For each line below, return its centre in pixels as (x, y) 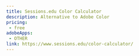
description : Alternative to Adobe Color (58, 17)
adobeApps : (20, 33)
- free (17, 28)
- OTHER (18, 38)
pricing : (17, 22)
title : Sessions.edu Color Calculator (54, 11)
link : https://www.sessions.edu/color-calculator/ (70, 44)
